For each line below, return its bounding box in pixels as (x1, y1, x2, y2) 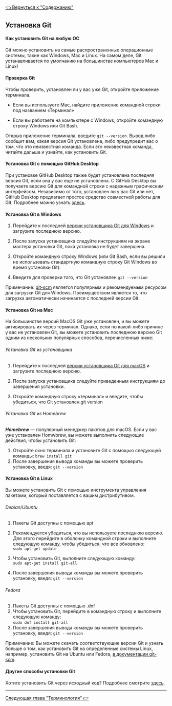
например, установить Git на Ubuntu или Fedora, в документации (5, 651, 148, 657)
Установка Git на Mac (5, 307, 53, 313)
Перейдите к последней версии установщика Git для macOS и (12, 362, 149, 368)
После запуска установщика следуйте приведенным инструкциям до (12, 378, 165, 384)
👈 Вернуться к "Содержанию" (5, 4, 74, 10)
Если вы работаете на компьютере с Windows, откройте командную (12, 117, 163, 123)
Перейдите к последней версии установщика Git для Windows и (12, 222, 154, 229)
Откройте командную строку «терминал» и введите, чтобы (12, 393, 143, 399)
